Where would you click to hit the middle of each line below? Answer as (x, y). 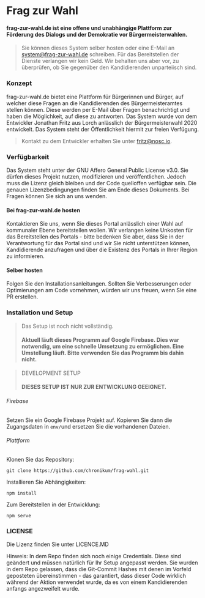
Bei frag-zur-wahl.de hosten (43, 210)
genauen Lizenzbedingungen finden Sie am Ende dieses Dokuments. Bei (98, 190)
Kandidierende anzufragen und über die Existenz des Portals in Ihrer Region (102, 250)
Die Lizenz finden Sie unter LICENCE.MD (58, 544)
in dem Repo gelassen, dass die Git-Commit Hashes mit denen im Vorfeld (99, 569)
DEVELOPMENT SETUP (51, 373)
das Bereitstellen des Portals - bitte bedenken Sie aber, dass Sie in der (95, 237)
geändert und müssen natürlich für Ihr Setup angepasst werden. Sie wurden (102, 563)
